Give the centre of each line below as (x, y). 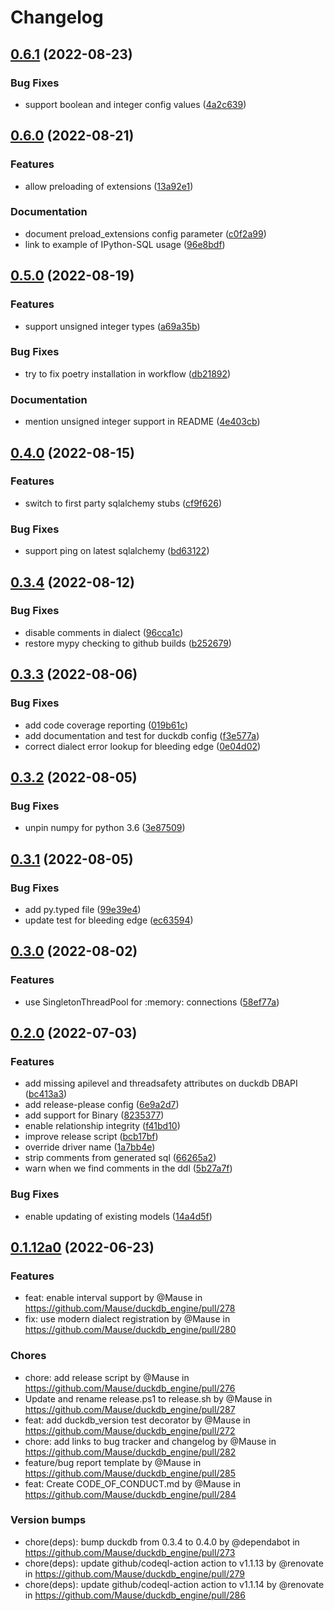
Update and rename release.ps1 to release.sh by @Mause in (148, 1398)
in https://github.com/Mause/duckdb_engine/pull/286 (135, 1595)
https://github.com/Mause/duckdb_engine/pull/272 (130, 1430)
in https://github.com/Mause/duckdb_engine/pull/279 (135, 1573)
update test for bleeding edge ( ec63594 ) (109, 920)
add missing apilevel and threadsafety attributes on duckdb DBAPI (161, 1083)
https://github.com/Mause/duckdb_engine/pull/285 (130, 1473)
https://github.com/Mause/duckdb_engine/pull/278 (130, 1308)
